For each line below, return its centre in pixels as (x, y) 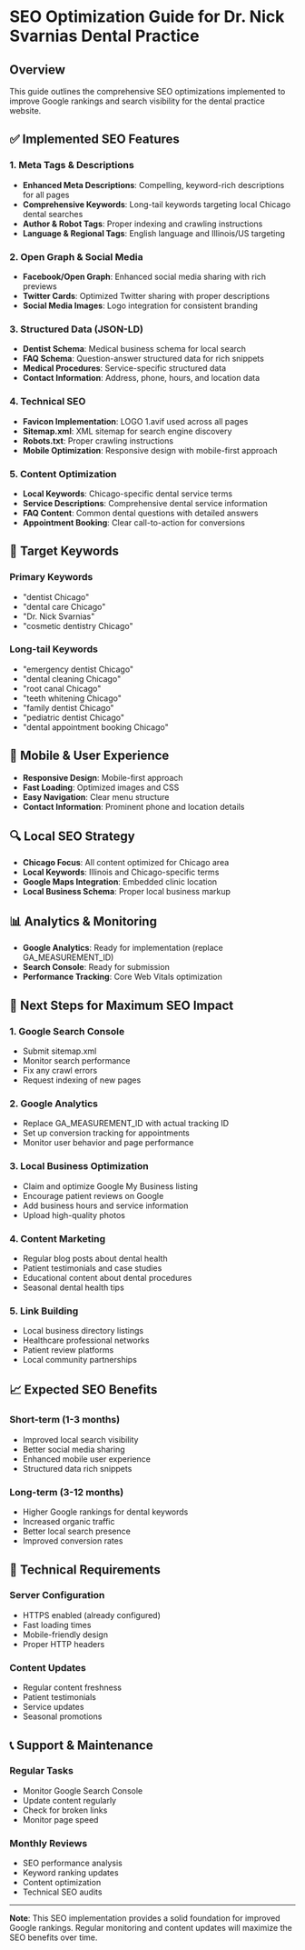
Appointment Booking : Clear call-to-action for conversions (133, 522)
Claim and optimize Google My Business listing (110, 1186)
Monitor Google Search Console (83, 1790)
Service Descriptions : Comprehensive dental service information (145, 503)
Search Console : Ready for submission (96, 967)
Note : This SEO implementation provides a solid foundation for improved (145, 1918)
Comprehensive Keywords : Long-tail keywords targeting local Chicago (157, 204)
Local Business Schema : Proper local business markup (127, 892)
